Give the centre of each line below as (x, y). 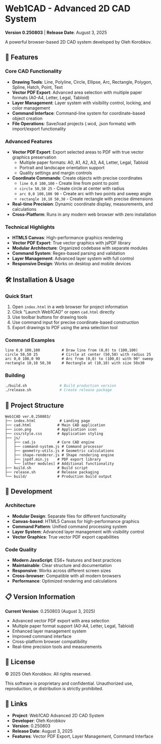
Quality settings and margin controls (56, 173)
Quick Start (19, 296)
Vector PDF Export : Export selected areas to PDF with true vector (78, 152)
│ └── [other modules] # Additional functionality (60, 464)
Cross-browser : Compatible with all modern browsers (66, 576)
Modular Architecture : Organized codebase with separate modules (80, 248)
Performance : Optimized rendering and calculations (64, 581)
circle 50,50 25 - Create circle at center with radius (72, 188)
